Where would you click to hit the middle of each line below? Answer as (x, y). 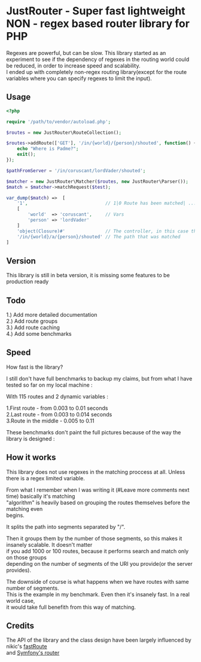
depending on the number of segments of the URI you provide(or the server (100, 563)
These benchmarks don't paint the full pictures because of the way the (94, 432)
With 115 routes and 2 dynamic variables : (57, 396)
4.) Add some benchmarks (39, 334)
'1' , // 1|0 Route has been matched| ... (107, 203)
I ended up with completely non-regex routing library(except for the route (97, 72)
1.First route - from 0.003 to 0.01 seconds (57, 408)
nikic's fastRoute (27, 646)
